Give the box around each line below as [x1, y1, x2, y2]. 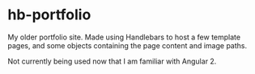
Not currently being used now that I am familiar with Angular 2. [7, 56, 217, 66]
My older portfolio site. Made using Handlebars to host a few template [7, 32, 240, 42]
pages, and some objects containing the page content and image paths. [7, 40, 248, 50]
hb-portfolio [7, 6, 91, 24]
